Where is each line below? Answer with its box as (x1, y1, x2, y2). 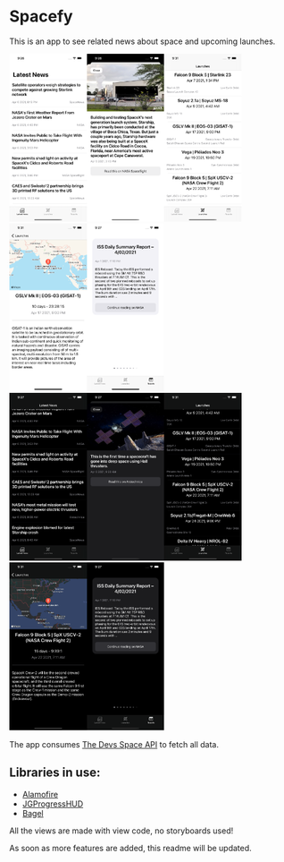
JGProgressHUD (21, 798, 84, 809)
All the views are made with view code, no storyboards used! (9, 825, 234, 836)
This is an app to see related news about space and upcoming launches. (9, 36, 276, 47)
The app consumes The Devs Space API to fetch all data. (9, 738, 219, 749)
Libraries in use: (9, 765, 101, 781)
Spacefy (9, 6, 73, 27)
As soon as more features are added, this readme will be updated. (9, 842, 252, 853)
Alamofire (21, 789, 59, 799)
